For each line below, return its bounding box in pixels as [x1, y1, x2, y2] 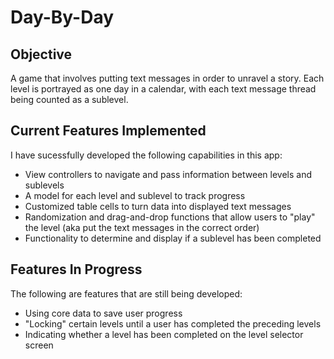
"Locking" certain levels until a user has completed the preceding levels [24, 317, 322, 330]
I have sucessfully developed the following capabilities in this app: [10, 149, 283, 161]
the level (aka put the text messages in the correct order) [24, 221, 260, 233]
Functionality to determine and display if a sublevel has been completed [24, 232, 322, 244]
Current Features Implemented [10, 122, 207, 140]
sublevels [24, 179, 65, 191]
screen [24, 339, 54, 351]
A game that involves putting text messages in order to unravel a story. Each [10, 72, 325, 84]
